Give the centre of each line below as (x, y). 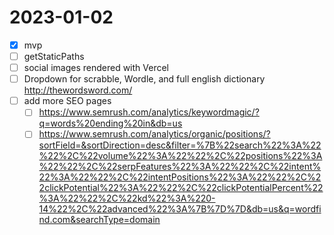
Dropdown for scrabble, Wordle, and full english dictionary (144, 79)
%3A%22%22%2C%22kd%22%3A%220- (127, 198)
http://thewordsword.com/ (78, 90)
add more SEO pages (67, 101)
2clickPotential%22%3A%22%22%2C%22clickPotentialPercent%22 (181, 188)
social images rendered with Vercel (96, 68)
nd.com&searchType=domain (99, 220)
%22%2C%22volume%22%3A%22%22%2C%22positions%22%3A (180, 156)
